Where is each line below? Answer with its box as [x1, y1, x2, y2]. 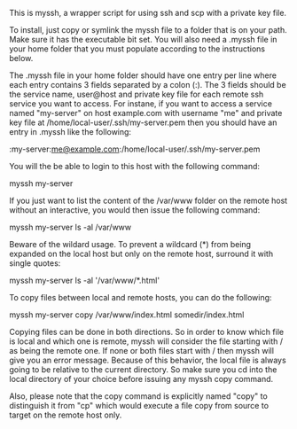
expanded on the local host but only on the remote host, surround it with [9, 248, 273, 259]
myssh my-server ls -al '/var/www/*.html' [9, 275, 160, 285]
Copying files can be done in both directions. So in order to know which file [9, 327, 285, 337]
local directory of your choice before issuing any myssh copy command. [9, 374, 274, 384]
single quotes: [9, 258, 61, 269]
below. [9, 53, 34, 63]
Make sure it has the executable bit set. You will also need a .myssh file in [9, 35, 277, 44]
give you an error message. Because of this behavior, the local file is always [9, 355, 286, 365]
